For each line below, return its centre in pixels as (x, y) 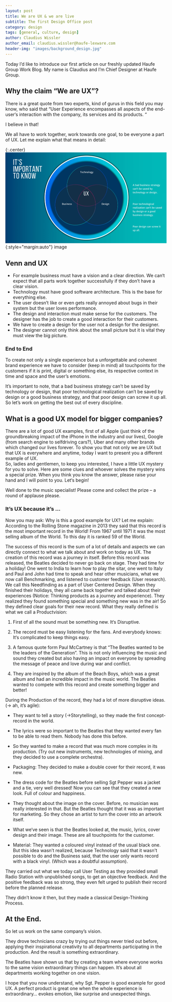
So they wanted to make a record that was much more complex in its (85, 746)
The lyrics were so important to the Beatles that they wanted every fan (87, 730)
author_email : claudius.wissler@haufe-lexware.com (60, 44)
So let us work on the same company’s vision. (53, 931)
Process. (15, 903)
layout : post (19, 11)
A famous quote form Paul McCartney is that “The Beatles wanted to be (88, 647)
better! (20, 690)
